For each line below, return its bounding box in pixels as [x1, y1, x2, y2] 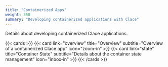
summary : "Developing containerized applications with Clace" [5, 17, 139, 22]
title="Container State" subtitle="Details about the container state [5, 51, 142, 57]
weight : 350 [5, 12, 30, 17]
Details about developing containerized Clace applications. [5, 31, 128, 37]
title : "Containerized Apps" [5, 7, 67, 13]
